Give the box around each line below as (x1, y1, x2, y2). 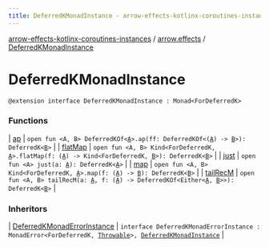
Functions (8, 115, 48, 127)
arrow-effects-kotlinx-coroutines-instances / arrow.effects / (8, 34, 206, 43)
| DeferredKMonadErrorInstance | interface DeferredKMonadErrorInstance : (8, 221, 261, 231)
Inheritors (8, 203, 48, 214)
